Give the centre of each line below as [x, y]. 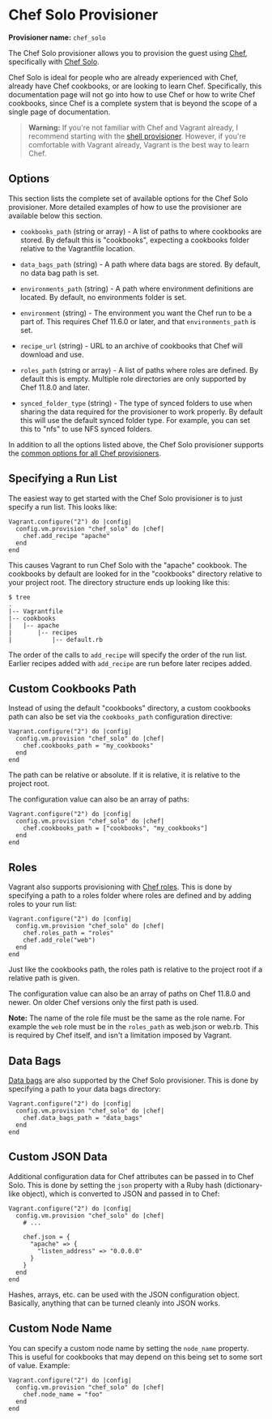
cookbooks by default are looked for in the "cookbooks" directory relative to [135, 574]
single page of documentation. [59, 112]
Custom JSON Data [58, 1157]
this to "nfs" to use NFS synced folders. [86, 429]
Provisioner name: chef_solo [57, 37]
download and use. [52, 354]
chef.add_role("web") [59, 940]
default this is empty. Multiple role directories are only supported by [133, 378]
